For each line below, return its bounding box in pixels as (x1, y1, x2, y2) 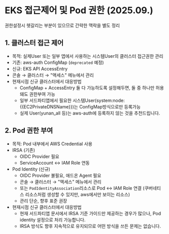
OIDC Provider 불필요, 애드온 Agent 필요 (19, 172, 102, 178)
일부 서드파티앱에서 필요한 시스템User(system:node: (19, 97, 125, 103)
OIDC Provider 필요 (19, 153, 59, 160)
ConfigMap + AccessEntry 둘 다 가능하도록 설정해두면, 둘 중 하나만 (19, 85, 155, 91)
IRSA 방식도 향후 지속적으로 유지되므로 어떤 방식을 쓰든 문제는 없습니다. (19, 223, 161, 229)
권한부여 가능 (29, 91, 55, 97)
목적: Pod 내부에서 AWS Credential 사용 (12, 140, 92, 147)
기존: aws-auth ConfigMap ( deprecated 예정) (12, 59, 105, 65)
